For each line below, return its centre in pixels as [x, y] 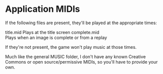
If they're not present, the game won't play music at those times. [71, 47]
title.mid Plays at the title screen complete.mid [52, 32]
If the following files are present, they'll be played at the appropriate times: [81, 23]
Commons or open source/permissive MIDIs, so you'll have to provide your [81, 62]
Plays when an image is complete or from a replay [56, 37]
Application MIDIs [43, 9]
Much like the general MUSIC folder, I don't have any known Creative [76, 56]
